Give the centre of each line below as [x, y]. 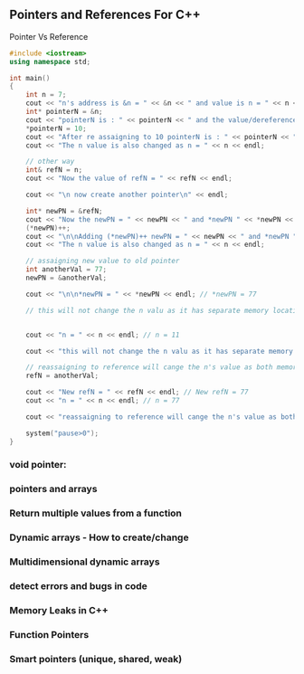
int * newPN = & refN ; [64, 211]
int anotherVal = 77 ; [66, 270]
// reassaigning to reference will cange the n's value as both [149, 367]
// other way [50, 162]
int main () [30, 78]
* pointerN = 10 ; [57, 128]
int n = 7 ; [46, 95]
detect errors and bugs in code [78, 586]
